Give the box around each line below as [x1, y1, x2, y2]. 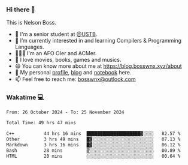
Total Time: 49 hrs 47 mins [6, 120, 77, 126]
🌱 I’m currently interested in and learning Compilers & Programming [14, 37, 181, 44]
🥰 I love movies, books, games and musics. [14, 56, 122, 64]
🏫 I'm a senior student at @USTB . [14, 31, 98, 38]
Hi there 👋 [6, 5, 36, 14]
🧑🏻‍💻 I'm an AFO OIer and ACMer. [14, 50, 97, 57]
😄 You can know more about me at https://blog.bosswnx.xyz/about [14, 62, 182, 70]
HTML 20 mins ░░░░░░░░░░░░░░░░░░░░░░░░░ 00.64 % [6, 153, 181, 159]
